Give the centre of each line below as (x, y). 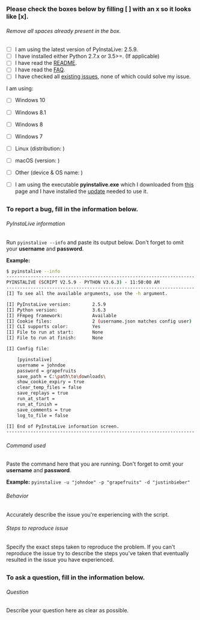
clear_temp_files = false (50, 387)
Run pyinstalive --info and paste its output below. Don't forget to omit (95, 242)
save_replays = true (43, 393)
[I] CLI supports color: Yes (53, 327)
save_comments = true (44, 410)
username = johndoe (41, 365)
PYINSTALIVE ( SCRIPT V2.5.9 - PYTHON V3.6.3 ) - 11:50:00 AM (83, 282)
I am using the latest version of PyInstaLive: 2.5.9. (76, 49)
